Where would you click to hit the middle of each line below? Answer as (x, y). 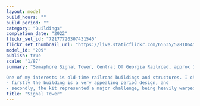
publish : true (24, 56)
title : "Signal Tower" (34, 94)
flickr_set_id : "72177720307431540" (51, 39)
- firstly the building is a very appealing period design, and (87, 83)
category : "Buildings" (34, 28)
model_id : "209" (26, 50)
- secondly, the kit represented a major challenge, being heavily (92, 89)
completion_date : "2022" (37, 34)
